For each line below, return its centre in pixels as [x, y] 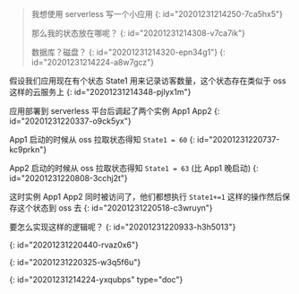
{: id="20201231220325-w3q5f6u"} [75, 262]
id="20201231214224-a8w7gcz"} [93, 62]
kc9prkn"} [28, 150]
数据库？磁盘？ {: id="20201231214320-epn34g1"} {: [128, 52]
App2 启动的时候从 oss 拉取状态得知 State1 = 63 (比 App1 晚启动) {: [134, 168]
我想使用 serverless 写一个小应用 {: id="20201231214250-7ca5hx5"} [157, 14]
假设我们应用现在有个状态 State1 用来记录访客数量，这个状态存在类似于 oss [148, 81]
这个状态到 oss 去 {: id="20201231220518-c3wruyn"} [115, 208]
